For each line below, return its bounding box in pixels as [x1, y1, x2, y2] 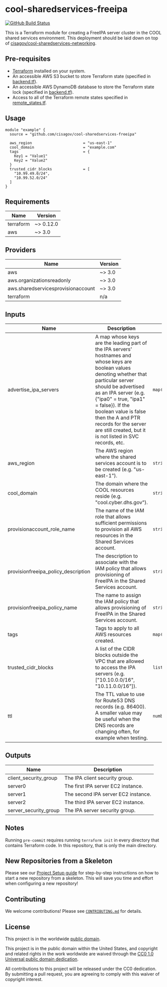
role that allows [95, 513, 131, 520]
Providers [5, 246, 36, 254]
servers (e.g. [95, 670, 125, 677]
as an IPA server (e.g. [95, 390, 145, 396]
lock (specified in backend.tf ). [12, 89, 74, 95]
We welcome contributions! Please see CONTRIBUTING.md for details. [5, 908, 143, 914]
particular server [95, 377, 134, 384]
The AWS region [95, 447, 133, 454]
